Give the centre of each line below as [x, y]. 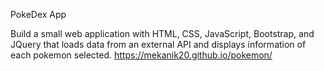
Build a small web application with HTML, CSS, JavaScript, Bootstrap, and [162, 33]
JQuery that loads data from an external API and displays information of [158, 44]
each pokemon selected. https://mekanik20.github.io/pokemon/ [141, 55]
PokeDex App [38, 14]
